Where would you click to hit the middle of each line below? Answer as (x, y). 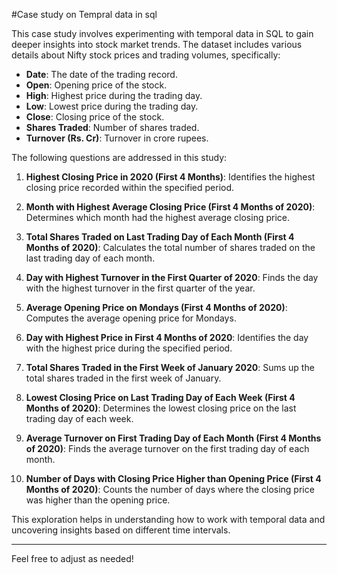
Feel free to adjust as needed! (72, 558)
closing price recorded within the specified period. (130, 187)
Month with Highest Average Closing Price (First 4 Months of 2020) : (170, 207)
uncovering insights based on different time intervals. (121, 530)
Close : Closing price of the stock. (95, 117)
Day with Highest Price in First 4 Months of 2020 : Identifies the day (167, 337)
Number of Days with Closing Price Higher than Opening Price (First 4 (173, 478)
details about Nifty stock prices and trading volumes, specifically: (146, 55)
